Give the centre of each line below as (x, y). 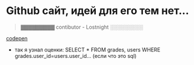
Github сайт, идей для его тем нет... (98, 11)
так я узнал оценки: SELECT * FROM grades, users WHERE (87, 49)
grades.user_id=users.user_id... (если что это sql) (76, 56)
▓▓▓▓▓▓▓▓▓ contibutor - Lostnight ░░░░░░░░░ (82, 27)
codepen (17, 38)
